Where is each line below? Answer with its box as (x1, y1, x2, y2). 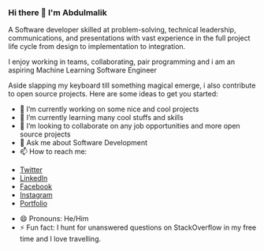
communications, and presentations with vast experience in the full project (8, 33, 251, 43)
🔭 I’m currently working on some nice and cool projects (19, 104, 199, 114)
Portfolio (19, 199, 48, 208)
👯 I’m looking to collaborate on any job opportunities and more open (19, 122, 240, 131)
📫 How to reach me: (19, 147, 87, 156)
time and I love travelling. (19, 234, 102, 244)
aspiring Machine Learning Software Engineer (8, 66, 158, 75)
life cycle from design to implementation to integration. (8, 42, 186, 51)
